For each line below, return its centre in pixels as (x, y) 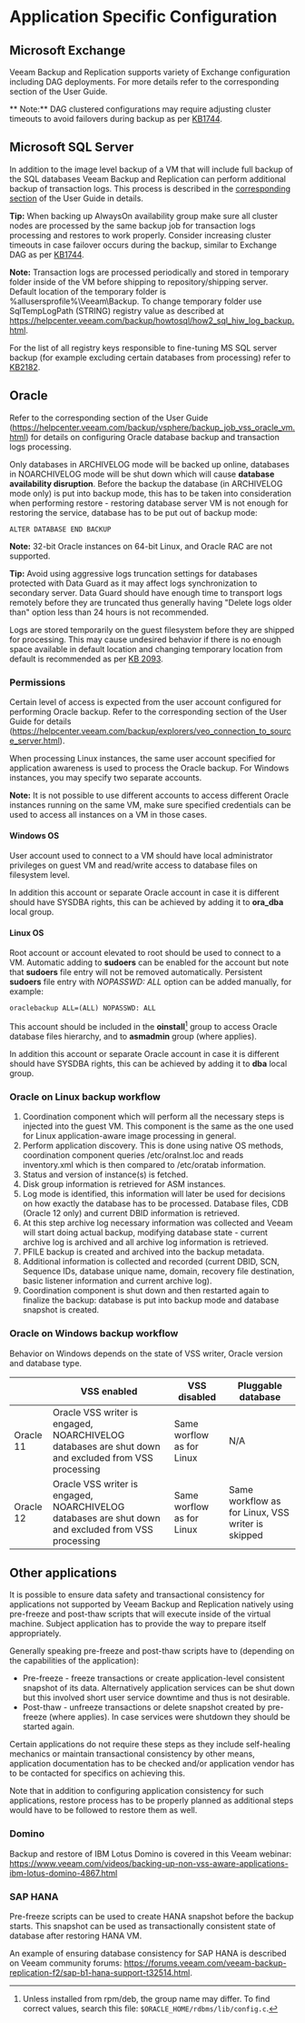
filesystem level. (40, 875)
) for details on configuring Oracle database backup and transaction (152, 437)
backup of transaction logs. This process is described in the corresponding (150, 188)
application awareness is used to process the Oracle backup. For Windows (149, 768)
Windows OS (34, 835)
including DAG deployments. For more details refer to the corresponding (144, 82)
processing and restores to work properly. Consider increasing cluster (141, 235)
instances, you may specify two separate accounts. (106, 777)
